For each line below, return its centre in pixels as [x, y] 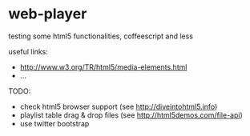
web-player [48, 14]
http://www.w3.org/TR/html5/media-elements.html [103, 67]
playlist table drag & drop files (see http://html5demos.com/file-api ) [131, 115]
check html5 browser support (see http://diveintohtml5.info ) [119, 106]
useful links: [28, 51]
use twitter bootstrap [54, 123]
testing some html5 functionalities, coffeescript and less [101, 36]
